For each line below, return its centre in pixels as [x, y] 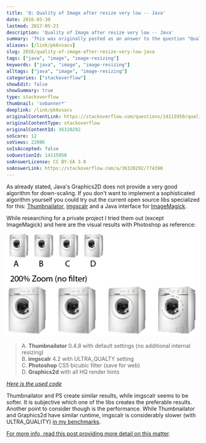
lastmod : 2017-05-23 [33, 26]
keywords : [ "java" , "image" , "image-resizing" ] [68, 64]
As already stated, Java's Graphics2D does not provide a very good [92, 187]
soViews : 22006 [26, 142]
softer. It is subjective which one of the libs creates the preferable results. [99, 403]
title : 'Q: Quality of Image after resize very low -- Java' [86, 13]
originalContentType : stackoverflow [53, 123]
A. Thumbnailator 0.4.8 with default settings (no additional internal [106, 346]
